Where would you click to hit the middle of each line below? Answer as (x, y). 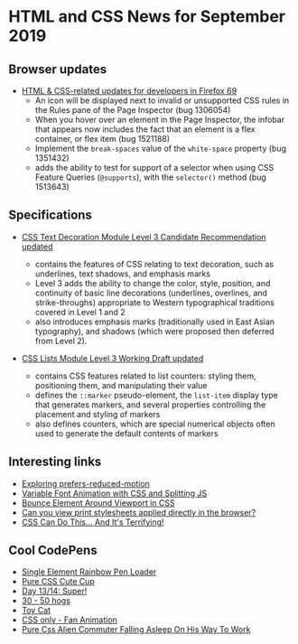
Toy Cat (36, 611)
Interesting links (55, 462)
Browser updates (58, 69)
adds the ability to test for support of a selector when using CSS (154, 168)
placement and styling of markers (98, 414)
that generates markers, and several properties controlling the (150, 405)
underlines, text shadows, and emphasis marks (123, 274)
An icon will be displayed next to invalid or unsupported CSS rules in (162, 100)
